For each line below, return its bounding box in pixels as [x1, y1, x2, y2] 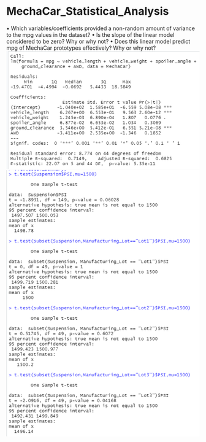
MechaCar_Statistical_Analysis [6, 4, 169, 18]
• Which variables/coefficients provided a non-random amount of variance [6, 25, 195, 32]
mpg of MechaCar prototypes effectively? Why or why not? [6, 44, 156, 52]
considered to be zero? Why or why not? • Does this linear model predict [6, 37, 191, 45]
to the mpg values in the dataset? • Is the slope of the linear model [6, 31, 175, 38]
